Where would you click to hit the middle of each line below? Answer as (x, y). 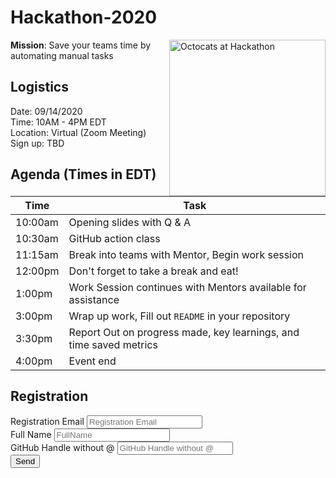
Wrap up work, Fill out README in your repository (179, 316)
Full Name (31, 434)
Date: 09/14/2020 (46, 111)
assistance (94, 299)
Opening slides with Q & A (130, 222)
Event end (92, 361)
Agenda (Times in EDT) (83, 174)
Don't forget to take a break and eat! (153, 271)
